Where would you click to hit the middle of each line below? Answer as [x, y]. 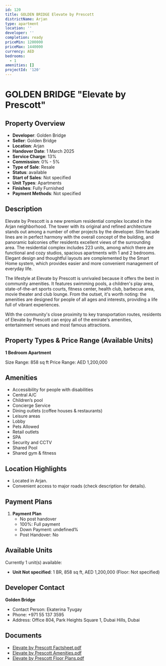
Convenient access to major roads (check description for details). [79, 486]
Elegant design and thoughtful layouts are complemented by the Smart [77, 258]
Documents [24, 635]
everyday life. [19, 269]
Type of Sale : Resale [33, 167]
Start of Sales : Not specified [41, 178]
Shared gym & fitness [34, 453]
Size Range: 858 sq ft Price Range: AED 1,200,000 [56, 362]
